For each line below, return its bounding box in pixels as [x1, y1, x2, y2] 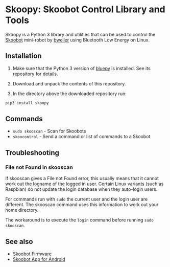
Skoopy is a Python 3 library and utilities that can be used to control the [5, 31, 156, 37]
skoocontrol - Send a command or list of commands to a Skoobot [12, 133, 151, 140]
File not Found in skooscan [5, 164, 73, 171]
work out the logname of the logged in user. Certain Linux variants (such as [5, 181, 164, 187]
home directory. [5, 207, 39, 213]
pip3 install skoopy [5, 100, 50, 105]
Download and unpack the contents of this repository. [12, 80, 126, 86]
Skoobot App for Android [12, 256, 65, 262]
